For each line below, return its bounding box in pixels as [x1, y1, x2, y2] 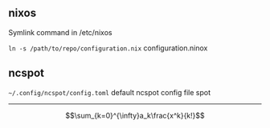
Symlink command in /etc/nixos [8, 27, 112, 37]
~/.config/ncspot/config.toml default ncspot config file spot [8, 87, 211, 97]
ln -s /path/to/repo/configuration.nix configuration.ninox [8, 43, 208, 53]
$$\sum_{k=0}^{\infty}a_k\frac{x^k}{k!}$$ [65, 110, 205, 120]
